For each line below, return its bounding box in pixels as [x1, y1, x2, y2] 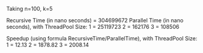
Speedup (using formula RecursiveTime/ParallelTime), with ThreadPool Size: [6, 35, 198, 42]
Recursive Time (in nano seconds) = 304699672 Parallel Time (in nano [6, 17, 184, 23]
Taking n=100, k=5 [6, 5, 53, 12]
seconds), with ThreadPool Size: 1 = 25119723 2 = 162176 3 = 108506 [6, 23, 179, 30]
